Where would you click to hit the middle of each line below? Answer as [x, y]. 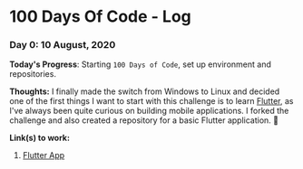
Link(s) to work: [40, 138]
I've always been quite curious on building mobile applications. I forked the [149, 111]
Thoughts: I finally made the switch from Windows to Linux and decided [145, 91]
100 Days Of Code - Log [101, 17]
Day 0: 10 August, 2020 [63, 45]
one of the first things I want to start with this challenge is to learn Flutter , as [151, 101]
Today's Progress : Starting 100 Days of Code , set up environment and [141, 64]
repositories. [33, 74]
